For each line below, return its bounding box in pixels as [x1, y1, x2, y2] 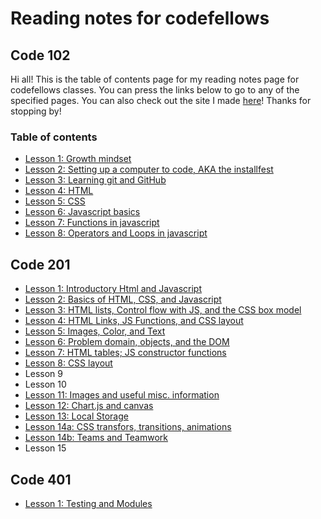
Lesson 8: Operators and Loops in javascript [24, 227, 208, 239]
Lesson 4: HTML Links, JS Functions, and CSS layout [24, 315, 244, 327]
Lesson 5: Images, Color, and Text [24, 325, 166, 337]
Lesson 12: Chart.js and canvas [24, 400, 154, 412]
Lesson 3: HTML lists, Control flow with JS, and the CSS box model [24, 304, 302, 316]
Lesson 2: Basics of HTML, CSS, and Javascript [24, 293, 222, 306]
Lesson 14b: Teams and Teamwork [24, 432, 169, 444]
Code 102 [10, 47, 71, 64]
